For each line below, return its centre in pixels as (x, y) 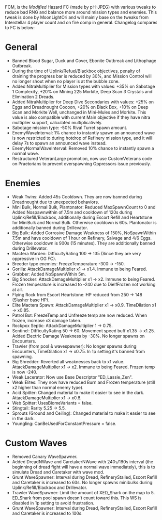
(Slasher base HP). (31, 300)
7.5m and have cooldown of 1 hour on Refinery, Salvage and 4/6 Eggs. (82, 238)
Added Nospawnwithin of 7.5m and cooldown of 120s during (72, 212)
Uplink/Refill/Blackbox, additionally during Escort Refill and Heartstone (82, 217)
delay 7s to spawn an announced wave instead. (59, 143)
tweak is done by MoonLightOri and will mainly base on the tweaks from (77, 17)
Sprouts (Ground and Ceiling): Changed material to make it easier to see (84, 413)
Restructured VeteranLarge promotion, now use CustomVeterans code (82, 158)
